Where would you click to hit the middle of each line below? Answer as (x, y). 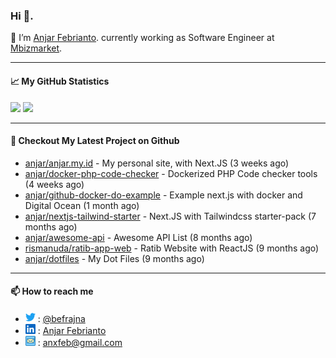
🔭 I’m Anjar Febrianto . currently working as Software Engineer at (142, 38)
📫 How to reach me (52, 291)
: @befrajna (61, 318)
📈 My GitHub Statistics (60, 81)
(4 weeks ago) (54, 184)
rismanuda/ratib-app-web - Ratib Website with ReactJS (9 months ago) (172, 248)
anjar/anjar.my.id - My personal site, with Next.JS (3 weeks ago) (157, 163)
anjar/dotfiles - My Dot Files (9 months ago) (114, 258)
